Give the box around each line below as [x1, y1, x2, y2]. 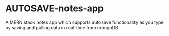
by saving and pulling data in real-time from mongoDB [5, 24, 118, 30]
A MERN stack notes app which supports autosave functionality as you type [5, 19, 164, 25]
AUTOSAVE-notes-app [5, 3, 104, 14]
